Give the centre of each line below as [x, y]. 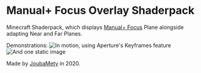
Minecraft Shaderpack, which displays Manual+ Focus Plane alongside [95, 27]
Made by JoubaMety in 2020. [44, 63]
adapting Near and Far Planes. [44, 33]
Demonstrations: [27, 45]
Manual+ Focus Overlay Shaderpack [100, 11]
